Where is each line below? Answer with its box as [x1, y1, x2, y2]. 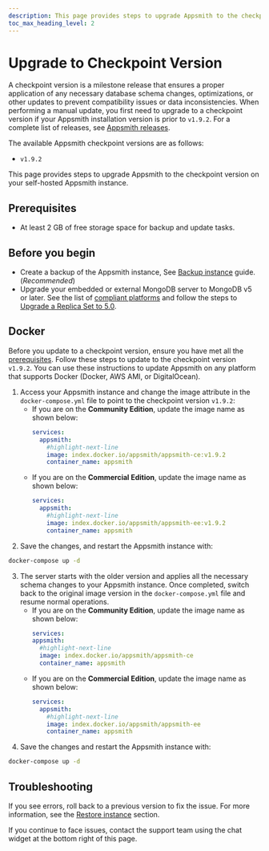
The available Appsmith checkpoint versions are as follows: [8, 138, 204, 149]
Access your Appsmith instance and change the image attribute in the [19, 387, 251, 397]
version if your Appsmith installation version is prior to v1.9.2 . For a [8, 114, 231, 124]
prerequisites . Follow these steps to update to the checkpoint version [8, 354, 236, 364]
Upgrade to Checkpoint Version [8, 54, 223, 72]
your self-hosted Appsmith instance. [8, 178, 129, 188]
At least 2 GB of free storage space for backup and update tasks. [19, 222, 235, 233]
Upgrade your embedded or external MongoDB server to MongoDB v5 [19, 284, 252, 294]
